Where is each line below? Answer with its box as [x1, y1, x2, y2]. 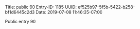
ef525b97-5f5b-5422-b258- [77, 4, 135, 10]
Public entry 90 [5, 19, 36, 24]
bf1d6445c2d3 [5, 9, 35, 15]
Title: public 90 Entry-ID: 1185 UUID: [5, 4, 77, 10]
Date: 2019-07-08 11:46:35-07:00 [35, 9, 103, 15]
